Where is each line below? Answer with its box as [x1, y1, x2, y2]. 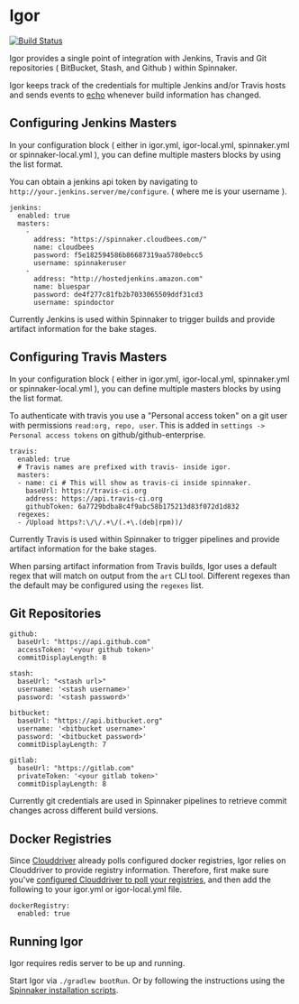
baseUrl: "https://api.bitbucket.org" [17, 716, 164, 726]
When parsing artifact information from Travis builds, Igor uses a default [9, 560, 277, 571]
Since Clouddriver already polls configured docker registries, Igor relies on [9, 855, 286, 866]
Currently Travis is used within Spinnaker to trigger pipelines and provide [9, 533, 280, 544]
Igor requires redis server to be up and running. [9, 958, 186, 968]
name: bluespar [32, 281, 91, 291]
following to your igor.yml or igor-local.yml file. [9, 884, 183, 895]
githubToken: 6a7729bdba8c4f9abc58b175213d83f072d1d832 [25, 502, 240, 511]
